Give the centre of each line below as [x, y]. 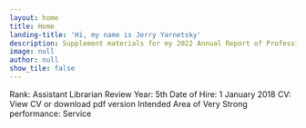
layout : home [34, 18]
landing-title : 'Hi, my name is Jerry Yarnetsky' [106, 34]
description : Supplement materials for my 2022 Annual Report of [136, 43]
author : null [34, 60]
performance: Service [51, 113]
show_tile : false [42, 69]
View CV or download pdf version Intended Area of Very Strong [128, 103]
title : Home [32, 26]
